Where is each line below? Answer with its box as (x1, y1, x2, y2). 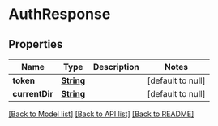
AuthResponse (8, 5, 111, 24)
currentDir (12, 89, 53, 99)
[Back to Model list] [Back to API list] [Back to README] (8, 109, 194, 119)
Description (92, 62, 139, 72)
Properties (8, 37, 63, 51)
